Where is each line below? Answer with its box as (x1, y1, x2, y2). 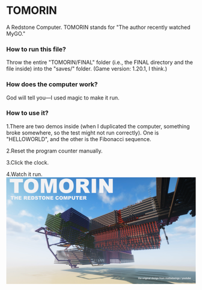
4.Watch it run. (6, 170, 43, 178)
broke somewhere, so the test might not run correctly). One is (6, 129, 159, 136)
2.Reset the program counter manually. (6, 147, 103, 154)
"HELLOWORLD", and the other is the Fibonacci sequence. (6, 135, 151, 142)
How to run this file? (6, 45, 66, 53)
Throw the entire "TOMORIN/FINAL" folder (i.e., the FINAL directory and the (6, 58, 194, 66)
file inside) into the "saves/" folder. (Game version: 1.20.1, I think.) (6, 65, 167, 72)
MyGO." (6, 30, 26, 37)
